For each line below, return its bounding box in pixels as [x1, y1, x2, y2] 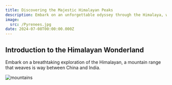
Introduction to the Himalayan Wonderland [5, 46, 144, 54]
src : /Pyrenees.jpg [10, 22, 52, 27]
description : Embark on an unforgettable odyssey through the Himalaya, [5, 12, 164, 17]
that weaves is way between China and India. [5, 65, 101, 71]
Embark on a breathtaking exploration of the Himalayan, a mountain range [5, 59, 161, 65]
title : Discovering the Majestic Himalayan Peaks [5, 7, 114, 13]
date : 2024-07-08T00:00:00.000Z [5, 27, 74, 32]
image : [5, 17, 19, 22]
